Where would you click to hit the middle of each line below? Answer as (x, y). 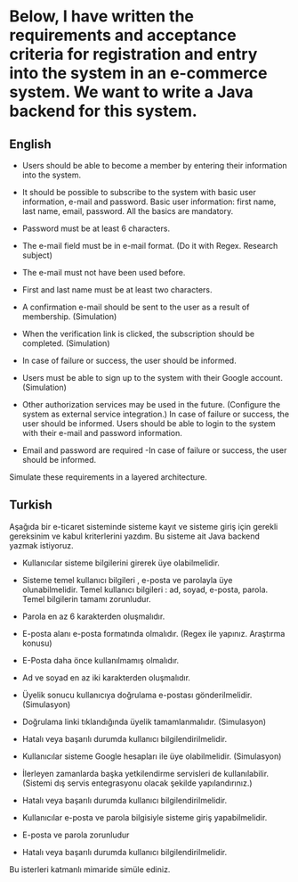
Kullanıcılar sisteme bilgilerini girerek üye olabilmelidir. (121, 563)
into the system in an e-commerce (138, 74)
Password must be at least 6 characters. (96, 228)
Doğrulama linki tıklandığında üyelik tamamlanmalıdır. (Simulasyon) (144, 721)
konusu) (37, 643)
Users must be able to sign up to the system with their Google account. (152, 378)
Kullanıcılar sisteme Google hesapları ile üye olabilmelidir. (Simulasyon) (152, 756)
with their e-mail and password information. (102, 433)
